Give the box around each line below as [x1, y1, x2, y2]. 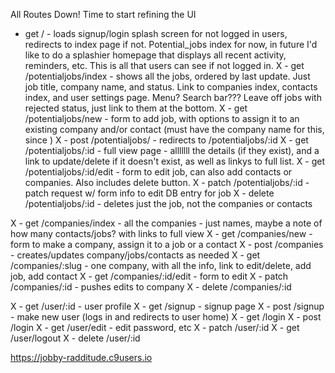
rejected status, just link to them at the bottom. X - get [24, 102, 248, 114]
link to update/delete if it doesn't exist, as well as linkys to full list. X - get [24, 155, 326, 167]
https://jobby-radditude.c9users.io [10, 352, 153, 363]
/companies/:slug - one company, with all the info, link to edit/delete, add [10, 260, 312, 271]
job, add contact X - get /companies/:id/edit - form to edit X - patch [10, 270, 289, 282]
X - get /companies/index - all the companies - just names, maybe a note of [10, 217, 323, 229]
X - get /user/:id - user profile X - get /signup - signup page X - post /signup [10, 300, 325, 312]
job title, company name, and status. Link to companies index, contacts [24, 81, 318, 93]
